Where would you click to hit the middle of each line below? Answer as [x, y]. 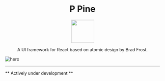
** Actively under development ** [39, 73]
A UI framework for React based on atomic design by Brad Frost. [82, 49]
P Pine [82, 9]
